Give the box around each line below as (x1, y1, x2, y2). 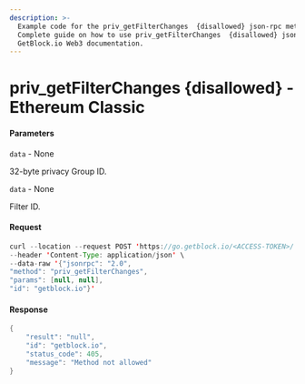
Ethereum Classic (9, 97, 145, 118)
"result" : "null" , (25, 333, 95, 342)
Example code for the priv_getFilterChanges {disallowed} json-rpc (17, 22, 282, 31)
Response (9, 304, 48, 315)
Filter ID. (9, 201, 41, 212)
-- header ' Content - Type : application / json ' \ (9, 250, 184, 259)
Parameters (9, 128, 54, 139)
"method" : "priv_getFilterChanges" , (9, 268, 148, 277)
